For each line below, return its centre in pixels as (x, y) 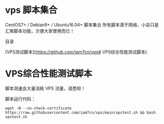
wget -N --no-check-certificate (38, 108)
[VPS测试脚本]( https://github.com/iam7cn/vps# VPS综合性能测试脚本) (76, 52)
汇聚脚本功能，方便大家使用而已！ (40, 31)
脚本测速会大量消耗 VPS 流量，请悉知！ (45, 88)
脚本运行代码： (20, 99)
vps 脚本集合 (31, 10)
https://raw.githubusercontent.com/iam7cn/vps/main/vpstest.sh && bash (80, 112)
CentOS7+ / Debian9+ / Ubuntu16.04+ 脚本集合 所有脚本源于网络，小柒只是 (82, 25)
